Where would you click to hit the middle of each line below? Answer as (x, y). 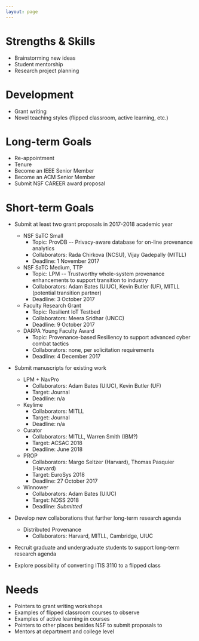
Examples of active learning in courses (62, 619)
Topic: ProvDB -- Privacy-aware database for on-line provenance (112, 242)
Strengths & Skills (50, 41)
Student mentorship (39, 64)
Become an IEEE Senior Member (54, 171)
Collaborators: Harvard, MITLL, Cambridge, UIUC (93, 536)
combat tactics (50, 343)
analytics (43, 249)
